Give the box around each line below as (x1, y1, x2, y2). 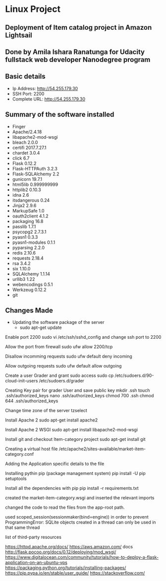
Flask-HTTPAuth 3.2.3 (12, 165, 58, 171)
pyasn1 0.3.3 (12, 234, 38, 240)
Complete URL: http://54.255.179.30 (12, 96, 86, 102)
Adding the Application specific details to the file (5, 461, 105, 467)
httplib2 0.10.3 (12, 187, 41, 193)
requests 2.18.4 (12, 255, 44, 261)
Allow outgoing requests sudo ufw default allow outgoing (5, 363, 122, 369)
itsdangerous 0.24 (12, 197, 50, 203)
